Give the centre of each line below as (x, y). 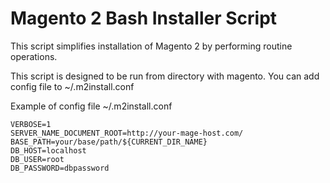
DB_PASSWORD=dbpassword (60, 168)
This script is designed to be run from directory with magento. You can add (165, 76)
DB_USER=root (37, 159)
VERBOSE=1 (31, 124)
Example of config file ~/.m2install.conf (91, 106)
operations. (34, 56)
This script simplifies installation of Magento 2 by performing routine (151, 46)
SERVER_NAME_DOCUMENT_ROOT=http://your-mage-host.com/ (127, 133)
